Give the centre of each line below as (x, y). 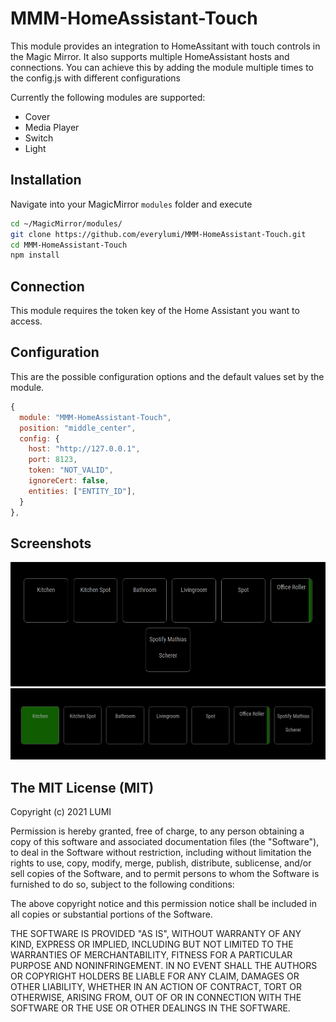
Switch (39, 138)
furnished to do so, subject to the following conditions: (122, 884)
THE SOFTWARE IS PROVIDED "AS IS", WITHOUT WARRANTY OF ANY (156, 934)
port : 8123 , (53, 460)
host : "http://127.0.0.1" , (84, 449)
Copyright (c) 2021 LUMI (61, 812)
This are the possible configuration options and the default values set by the (167, 376)
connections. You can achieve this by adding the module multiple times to (162, 67)
